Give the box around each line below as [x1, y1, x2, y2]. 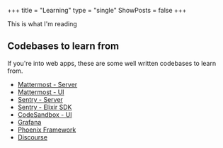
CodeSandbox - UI [17, 110, 72, 119]
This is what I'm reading [7, 20, 78, 28]
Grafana [17, 118, 42, 126]
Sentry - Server [17, 95, 64, 103]
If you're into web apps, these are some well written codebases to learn [7, 59, 217, 67]
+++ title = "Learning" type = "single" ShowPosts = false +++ [7, 6, 187, 14]
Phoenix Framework [17, 125, 76, 134]
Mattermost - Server [17, 80, 78, 89]
